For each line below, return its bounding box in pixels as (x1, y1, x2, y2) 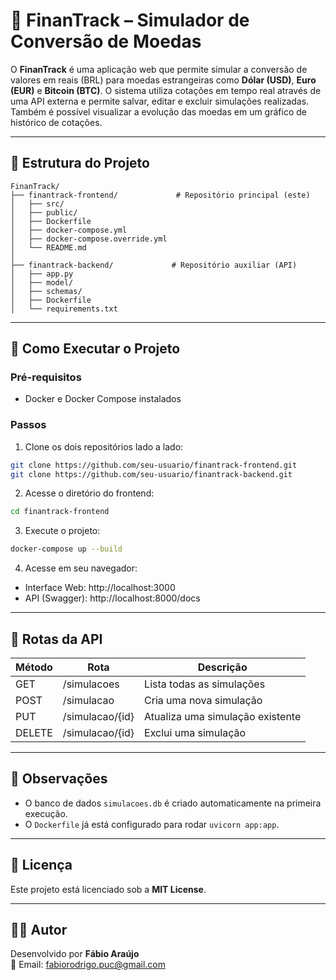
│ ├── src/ (10, 199, 65, 209)
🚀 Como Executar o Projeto (10, 340, 181, 358)
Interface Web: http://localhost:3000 (24, 582, 176, 594)
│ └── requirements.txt (10, 304, 118, 314)
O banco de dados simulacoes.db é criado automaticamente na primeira (24, 797, 322, 809)
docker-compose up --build (10, 544, 123, 554)
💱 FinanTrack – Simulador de (10, 9, 250, 32)
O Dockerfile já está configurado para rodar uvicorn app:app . (24, 818, 280, 830)
